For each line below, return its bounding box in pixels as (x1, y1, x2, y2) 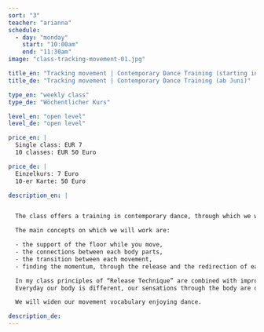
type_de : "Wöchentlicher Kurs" (8, 98, 111, 106)
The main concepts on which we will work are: (15, 227, 170, 235)
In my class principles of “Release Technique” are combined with (15, 276, 237, 285)
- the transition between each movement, (15, 255, 153, 263)
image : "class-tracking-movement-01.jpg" (8, 56, 146, 64)
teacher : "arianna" (8, 19, 72, 27)
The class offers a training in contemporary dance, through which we (15, 213, 251, 221)
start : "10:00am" (22, 41, 79, 49)
